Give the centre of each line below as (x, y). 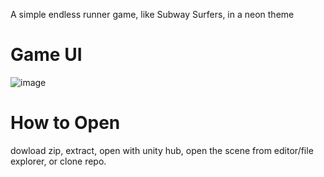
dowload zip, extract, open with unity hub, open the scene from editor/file (162, 150)
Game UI (46, 55)
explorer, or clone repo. (58, 161)
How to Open (65, 123)
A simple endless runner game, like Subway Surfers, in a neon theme (152, 14)
